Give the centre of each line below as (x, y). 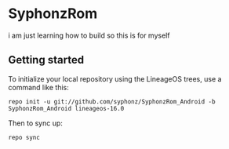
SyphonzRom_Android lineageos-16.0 (66, 108)
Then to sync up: (35, 123)
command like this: (38, 87)
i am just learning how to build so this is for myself (89, 35)
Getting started (46, 60)
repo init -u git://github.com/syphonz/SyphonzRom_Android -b (112, 102)
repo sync (24, 137)
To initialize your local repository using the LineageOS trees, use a (115, 78)
